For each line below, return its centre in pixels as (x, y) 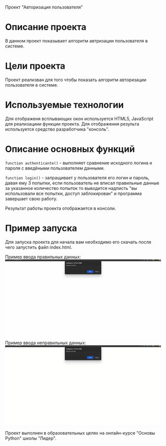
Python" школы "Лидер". (31, 438)
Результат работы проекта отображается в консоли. (61, 208)
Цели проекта (35, 66)
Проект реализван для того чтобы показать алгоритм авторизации (76, 80)
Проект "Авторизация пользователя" (44, 7)
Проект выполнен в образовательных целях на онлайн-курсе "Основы (80, 433)
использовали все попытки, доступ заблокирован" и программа (73, 193)
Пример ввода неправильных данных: (46, 343)
